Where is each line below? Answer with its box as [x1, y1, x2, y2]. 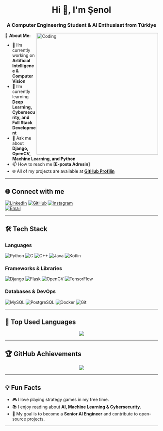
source [12, 416, 27, 422]
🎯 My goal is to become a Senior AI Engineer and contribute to [12, 411, 138, 417]
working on [12, 53, 35, 58]
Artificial [12, 58, 31, 64]
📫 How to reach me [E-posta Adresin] [12, 162, 90, 167]
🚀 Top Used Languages [5, 318, 76, 326]
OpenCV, [12, 151, 31, 157]
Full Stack [12, 120, 33, 126]
